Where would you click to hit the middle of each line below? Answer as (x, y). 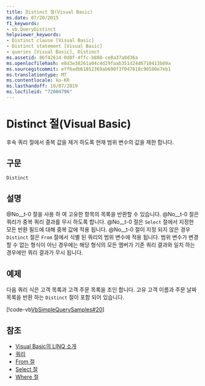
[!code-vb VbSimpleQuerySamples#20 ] (55, 309)
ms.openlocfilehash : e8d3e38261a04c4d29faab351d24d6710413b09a (89, 63)
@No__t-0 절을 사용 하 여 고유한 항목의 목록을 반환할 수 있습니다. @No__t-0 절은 (102, 214)
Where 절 (27, 377)
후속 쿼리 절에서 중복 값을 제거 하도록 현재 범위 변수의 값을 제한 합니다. (90, 142)
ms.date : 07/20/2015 (33, 18)
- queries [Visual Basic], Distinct (53, 52)
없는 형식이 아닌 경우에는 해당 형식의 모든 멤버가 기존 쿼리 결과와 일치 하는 (107, 245)
